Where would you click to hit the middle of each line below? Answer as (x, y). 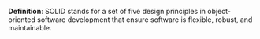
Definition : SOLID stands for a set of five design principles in (107, 11)
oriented (22, 19)
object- (219, 11)
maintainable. (30, 28)
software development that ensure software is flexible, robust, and (145, 19)
